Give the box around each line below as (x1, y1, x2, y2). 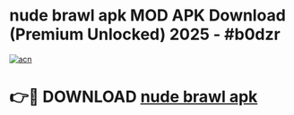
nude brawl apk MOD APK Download (9, 5, 287, 26)
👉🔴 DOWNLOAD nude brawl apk (9, 86, 258, 107)
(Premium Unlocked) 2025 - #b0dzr (9, 24, 281, 45)
